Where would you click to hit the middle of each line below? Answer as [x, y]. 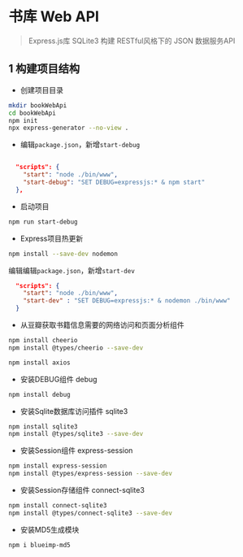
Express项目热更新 [52, 238]
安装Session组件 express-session [76, 450]
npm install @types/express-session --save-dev [91, 474]
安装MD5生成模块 [50, 529]
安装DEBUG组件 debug [59, 379]
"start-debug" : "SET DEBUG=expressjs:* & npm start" [114, 182]
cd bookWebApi [33, 113]
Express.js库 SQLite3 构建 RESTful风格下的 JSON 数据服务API [132, 41]
